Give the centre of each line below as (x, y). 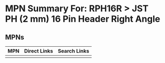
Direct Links (39, 51)
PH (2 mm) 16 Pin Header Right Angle (83, 19)
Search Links (74, 51)
